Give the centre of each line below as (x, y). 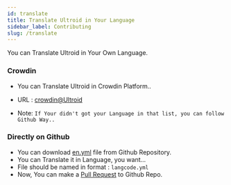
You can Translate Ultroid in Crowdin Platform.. (84, 86)
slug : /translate (32, 33)
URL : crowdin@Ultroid (50, 99)
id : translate (28, 14)
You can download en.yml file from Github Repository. (94, 152)
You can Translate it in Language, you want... (82, 159)
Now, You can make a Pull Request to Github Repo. (90, 174)
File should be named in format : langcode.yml (83, 167)
